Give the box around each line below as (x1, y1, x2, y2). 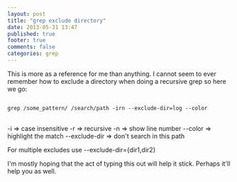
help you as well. (7, 166, 57, 175)
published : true (7, 30, 55, 38)
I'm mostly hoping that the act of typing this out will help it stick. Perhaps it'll (7, 159, 231, 168)
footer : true (7, 37, 46, 44)
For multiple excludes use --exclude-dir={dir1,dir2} (7, 145, 156, 154)
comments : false (7, 43, 55, 50)
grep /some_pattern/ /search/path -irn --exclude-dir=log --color (7, 105, 208, 112)
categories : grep (7, 50, 59, 58)
